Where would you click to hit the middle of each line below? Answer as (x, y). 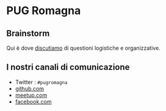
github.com (30, 88)
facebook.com (33, 101)
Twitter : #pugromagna (41, 82)
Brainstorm (28, 33)
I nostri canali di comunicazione (68, 67)
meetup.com (31, 95)
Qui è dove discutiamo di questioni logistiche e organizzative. (83, 48)
